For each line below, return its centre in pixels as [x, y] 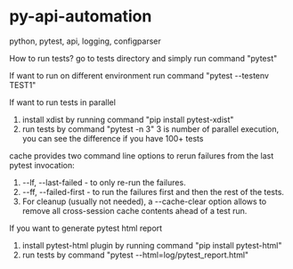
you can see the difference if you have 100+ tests [113, 138]
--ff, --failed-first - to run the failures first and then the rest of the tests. [153, 192]
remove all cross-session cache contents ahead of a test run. [134, 210]
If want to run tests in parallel [62, 102]
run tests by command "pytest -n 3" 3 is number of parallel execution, [150, 129]
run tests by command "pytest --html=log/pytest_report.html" [135, 255]
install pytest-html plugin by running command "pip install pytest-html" [152, 245]
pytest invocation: [42, 165]
